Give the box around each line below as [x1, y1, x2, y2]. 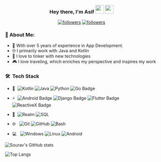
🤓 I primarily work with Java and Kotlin [12, 47, 90, 53]
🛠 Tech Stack [5, 73, 40, 79]
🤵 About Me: [5, 31, 35, 38]
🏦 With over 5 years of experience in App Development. [12, 43, 124, 48]
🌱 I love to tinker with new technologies [12, 53, 91, 59]
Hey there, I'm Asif [49, 8, 95, 15]
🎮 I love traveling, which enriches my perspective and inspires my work [12, 59, 156, 64]
